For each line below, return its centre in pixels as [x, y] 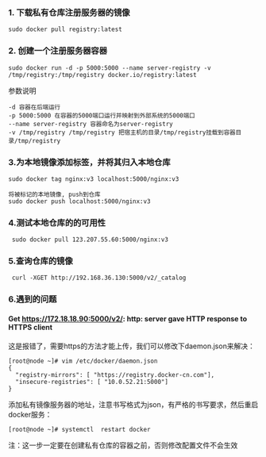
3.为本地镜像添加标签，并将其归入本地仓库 [89, 162]
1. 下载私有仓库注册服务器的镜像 [69, 12]
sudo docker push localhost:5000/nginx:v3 [79, 201]
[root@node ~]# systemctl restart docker [79, 429]
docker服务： [30, 414]
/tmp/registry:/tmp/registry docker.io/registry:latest [102, 75]
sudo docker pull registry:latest [66, 29]
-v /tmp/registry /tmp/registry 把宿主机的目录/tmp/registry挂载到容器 [122, 132]
